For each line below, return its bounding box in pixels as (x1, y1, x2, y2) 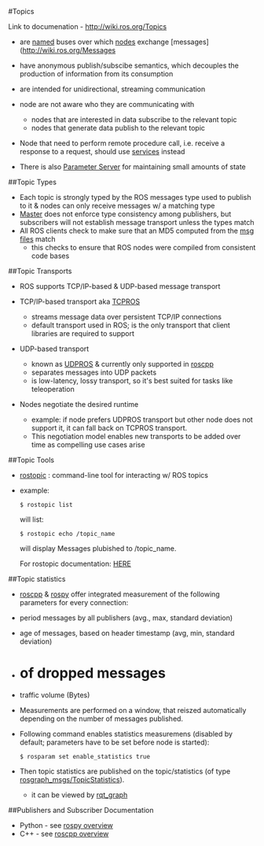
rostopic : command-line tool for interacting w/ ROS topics (19, 471, 208, 479)
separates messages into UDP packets (31, 368, 157, 377)
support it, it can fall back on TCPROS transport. (31, 423, 188, 432)
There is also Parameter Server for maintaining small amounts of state (19, 162, 246, 172)
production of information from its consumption (19, 69, 174, 78)
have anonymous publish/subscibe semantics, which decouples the (19, 61, 240, 70)
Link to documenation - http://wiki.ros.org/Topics (8, 22, 167, 31)
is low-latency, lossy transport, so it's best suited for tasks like (31, 376, 233, 385)
